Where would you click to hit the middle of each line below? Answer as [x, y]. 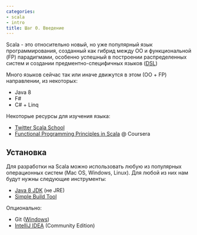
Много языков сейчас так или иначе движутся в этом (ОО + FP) [86, 75]
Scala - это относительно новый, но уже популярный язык [79, 45]
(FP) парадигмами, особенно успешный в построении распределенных [96, 57]
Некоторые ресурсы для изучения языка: [58, 116]
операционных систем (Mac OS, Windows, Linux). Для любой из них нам [97, 173]
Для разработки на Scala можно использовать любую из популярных [94, 167]
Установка [26, 152]
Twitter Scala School [39, 127]
